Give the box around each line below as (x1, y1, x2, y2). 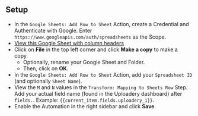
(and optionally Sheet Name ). (14, 77, 82, 84)
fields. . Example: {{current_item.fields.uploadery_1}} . (14, 96, 155, 104)
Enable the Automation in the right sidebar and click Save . (14, 102, 157, 109)
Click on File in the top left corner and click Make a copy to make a (14, 46, 178, 53)
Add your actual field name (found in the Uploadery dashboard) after (14, 90, 182, 97)
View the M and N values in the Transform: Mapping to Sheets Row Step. (14, 83, 188, 91)
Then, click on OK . (23, 65, 69, 72)
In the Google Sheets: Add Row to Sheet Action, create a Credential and (14, 20, 189, 27)
